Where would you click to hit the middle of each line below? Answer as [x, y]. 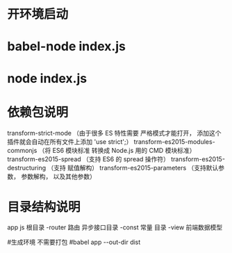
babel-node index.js [67, 47]
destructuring [27, 168]
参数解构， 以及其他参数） [58, 176]
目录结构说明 [44, 207]
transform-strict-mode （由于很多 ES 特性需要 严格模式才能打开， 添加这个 [114, 133]
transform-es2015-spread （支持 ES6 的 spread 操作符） [89, 159]
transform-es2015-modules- [174, 141]
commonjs [22, 150]
